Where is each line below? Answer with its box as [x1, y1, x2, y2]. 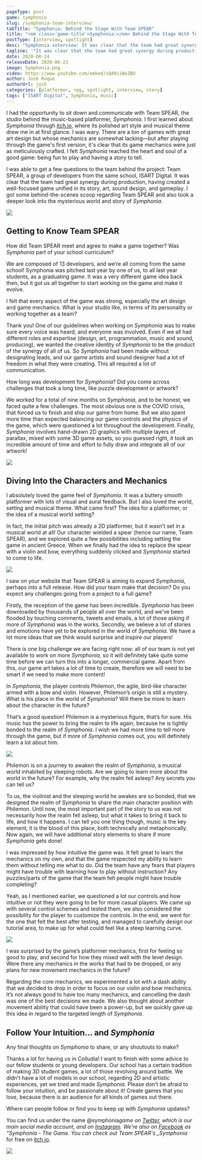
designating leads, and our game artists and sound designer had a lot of [6, 353, 185, 361]
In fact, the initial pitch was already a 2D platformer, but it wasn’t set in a [6, 522, 185, 530]
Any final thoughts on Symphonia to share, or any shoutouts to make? [6, 1043, 179, 1051]
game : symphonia [6, 14, 47, 20]
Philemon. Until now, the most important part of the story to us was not [6, 805, 182, 813]
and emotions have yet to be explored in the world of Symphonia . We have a [6, 627, 195, 635]
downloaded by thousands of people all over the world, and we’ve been [6, 608, 184, 615]
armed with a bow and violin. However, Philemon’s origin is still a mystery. [6, 689, 189, 696]
